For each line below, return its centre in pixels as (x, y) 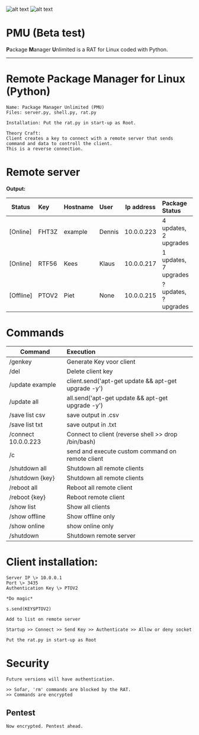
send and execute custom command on (121, 451)
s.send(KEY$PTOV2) (29, 609)
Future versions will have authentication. (61, 679)
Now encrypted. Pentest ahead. (45, 726)
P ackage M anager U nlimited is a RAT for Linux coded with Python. (87, 49)
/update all (24, 402)
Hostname (78, 207)
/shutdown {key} (32, 478)
